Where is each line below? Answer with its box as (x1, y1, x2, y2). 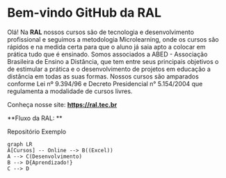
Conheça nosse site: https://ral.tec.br (7, 100, 118, 108)
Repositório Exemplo (7, 127, 67, 136)
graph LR (7, 140, 33, 147)
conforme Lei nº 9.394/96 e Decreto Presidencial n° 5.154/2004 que (7, 79, 203, 88)
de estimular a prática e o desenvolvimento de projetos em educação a (7, 65, 211, 73)
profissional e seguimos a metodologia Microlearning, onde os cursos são (7, 35, 219, 43)
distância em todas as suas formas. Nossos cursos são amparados (7, 72, 200, 81)
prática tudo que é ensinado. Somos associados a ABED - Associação (7, 50, 208, 58)
